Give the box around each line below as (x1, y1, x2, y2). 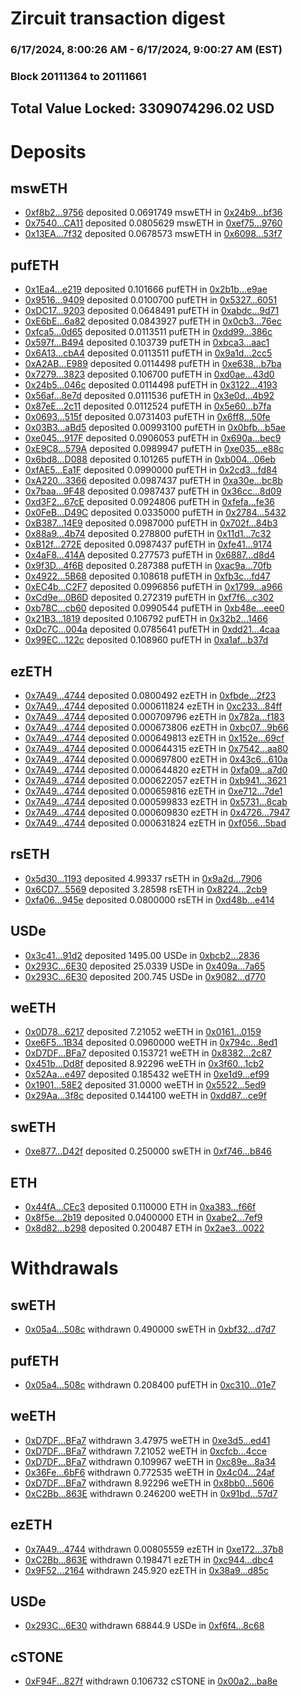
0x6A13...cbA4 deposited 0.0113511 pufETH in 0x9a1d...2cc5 (24, 347, 273, 359)
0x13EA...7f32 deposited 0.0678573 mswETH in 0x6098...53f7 (24, 228, 283, 240)
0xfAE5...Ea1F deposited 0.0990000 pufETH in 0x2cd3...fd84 (24, 464, 278, 476)
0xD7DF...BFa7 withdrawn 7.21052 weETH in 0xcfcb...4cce (24, 1445, 267, 1457)
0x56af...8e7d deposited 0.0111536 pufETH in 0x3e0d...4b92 (24, 390, 275, 402)
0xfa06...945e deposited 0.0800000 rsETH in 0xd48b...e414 (24, 893, 275, 906)
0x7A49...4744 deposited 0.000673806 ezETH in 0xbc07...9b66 (24, 722, 289, 734)
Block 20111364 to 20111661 (10, 70, 147, 84)
